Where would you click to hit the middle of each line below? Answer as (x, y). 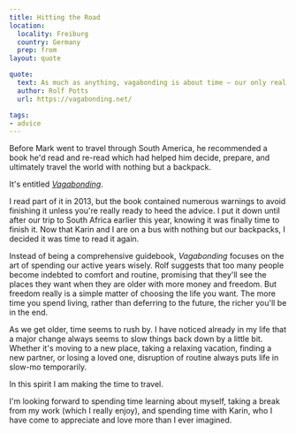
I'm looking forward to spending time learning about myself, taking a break (144, 401)
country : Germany (49, 42)
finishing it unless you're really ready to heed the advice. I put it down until (144, 211)
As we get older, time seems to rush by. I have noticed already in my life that (148, 330)
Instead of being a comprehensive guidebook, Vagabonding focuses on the (147, 256)
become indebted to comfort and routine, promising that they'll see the (138, 275)
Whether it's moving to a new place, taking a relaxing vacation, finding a (140, 348)
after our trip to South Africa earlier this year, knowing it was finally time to (144, 220)
